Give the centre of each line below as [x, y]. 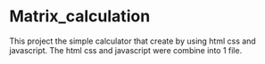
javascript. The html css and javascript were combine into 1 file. [126, 50]
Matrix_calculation [80, 16]
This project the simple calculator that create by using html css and [132, 41]
